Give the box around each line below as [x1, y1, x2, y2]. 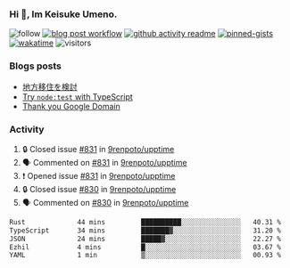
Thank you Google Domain [21, 101, 120, 111]
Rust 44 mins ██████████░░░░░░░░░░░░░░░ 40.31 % [9, 217, 281, 226]
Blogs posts [9, 60, 62, 72]
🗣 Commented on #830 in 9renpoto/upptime [21, 197, 189, 207]
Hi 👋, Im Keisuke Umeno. [9, 8, 118, 20]
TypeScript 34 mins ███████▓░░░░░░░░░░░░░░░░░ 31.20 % [9, 226, 281, 235]
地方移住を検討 [21, 81, 78, 92]
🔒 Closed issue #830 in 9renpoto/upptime [21, 183, 177, 194]
